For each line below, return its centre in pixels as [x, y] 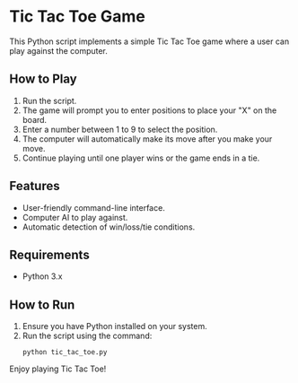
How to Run [42, 305]
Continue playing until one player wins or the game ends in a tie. [141, 158]
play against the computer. [58, 50]
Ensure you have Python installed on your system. [115, 326]
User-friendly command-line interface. [94, 207]
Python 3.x [42, 276]
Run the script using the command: [87, 336]
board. [35, 119]
